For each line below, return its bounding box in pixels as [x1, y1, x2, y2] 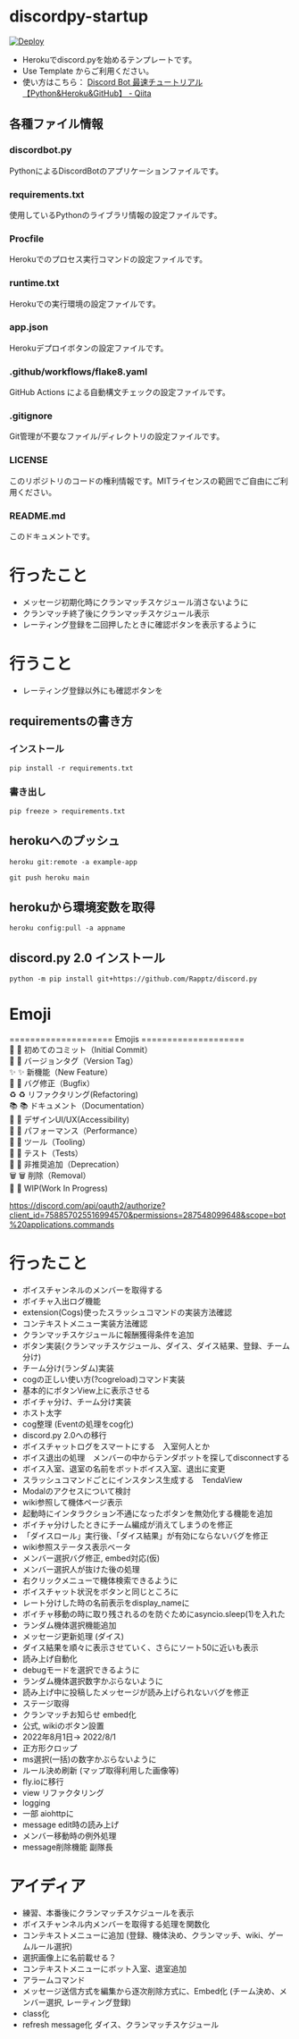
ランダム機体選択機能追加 [21, 1620, 117, 1630]
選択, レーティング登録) [46, 1997, 132, 2008]
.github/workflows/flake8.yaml [9, 365, 148, 377]
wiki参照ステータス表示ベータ [21, 1542, 131, 1553]
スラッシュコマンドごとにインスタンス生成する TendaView [21, 1475, 243, 1486]
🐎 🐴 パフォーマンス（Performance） [9, 1125, 143, 1136]
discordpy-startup [9, 6, 149, 27]
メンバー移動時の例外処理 [21, 1831, 117, 1841]
